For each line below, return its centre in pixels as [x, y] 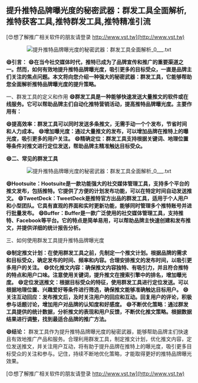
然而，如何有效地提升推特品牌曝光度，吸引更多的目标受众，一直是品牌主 [104, 69]
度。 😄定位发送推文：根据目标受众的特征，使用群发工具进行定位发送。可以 [97, 282]
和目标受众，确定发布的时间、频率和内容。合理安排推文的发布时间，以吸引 [96, 260]
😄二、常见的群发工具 [32, 159]
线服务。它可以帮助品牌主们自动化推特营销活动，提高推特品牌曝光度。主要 [96, 104]
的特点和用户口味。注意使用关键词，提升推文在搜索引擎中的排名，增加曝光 [96, 275]
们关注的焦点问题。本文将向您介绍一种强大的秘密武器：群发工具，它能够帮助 [99, 77]
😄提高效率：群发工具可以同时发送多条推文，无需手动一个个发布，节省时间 [97, 124]
